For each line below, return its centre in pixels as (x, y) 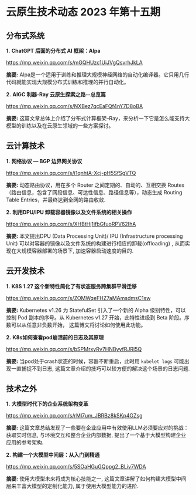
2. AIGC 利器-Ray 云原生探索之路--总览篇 (56, 94)
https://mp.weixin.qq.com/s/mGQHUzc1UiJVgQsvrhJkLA (75, 63)
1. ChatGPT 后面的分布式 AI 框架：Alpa (53, 51)
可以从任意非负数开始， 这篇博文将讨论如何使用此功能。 (78, 325)
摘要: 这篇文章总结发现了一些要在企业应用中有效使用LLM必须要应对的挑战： (97, 428)
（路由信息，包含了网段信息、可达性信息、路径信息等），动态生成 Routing (94, 192)
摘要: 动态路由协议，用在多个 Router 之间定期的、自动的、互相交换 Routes (95, 185)
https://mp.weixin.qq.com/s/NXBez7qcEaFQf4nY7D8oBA (75, 106)
